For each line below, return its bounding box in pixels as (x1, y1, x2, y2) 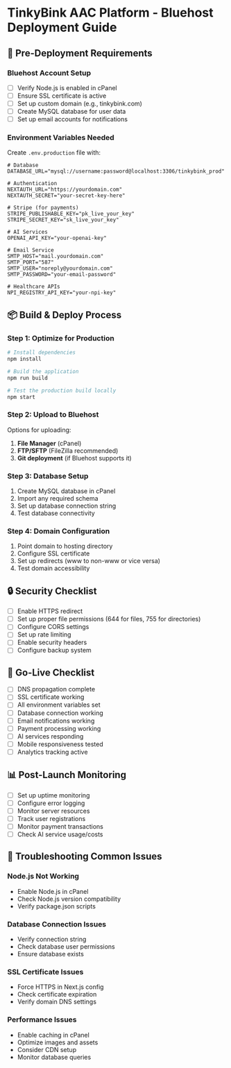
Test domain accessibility (17, 564, 90, 573)
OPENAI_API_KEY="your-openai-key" (7, 234, 108, 242)
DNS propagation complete (17, 685, 96, 694)
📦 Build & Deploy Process (7, 309, 122, 320)
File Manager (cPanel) (17, 439, 82, 447)
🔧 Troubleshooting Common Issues (7, 851, 162, 863)
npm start (7, 393, 36, 400)
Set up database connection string (17, 501, 117, 510)
